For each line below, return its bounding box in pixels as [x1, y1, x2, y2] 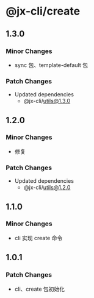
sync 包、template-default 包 [14, 61, 88, 68]
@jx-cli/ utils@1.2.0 [23, 184, 71, 191]
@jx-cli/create [5, 4, 81, 18]
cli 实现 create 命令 [14, 234, 63, 241]
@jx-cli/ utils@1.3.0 [23, 98, 71, 105]
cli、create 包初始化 [14, 285, 65, 293]
